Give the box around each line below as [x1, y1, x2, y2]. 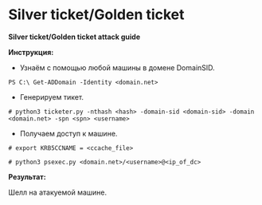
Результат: [8, 171, 46, 181]
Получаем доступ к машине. [19, 128, 118, 138]
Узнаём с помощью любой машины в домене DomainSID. [19, 62, 215, 73]
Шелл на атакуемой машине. [8, 187, 108, 197]
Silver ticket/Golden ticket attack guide [8, 32, 141, 41]
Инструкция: [8, 47, 54, 57]
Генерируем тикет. [19, 92, 84, 101]
